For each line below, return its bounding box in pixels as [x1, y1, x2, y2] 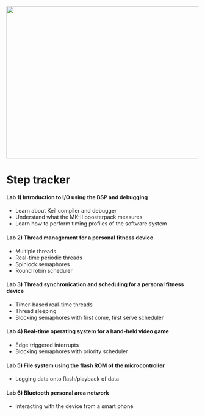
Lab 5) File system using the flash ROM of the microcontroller [6, 362, 165, 369]
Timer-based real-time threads [15, 301, 93, 308]
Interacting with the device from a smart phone [15, 403, 134, 410]
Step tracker [6, 173, 70, 187]
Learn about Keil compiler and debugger [15, 207, 117, 214]
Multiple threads [15, 247, 57, 255]
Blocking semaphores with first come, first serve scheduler [15, 314, 164, 321]
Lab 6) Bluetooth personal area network [6, 389, 109, 397]
